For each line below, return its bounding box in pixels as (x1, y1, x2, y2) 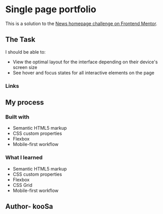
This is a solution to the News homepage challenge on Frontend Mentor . (5, 20, 157, 27)
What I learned (5, 154, 43, 161)
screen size (12, 64, 37, 70)
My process (5, 98, 44, 107)
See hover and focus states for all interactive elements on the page (12, 69, 155, 76)
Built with (5, 113, 30, 121)
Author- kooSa (5, 202, 53, 211)
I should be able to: (5, 49, 46, 55)
